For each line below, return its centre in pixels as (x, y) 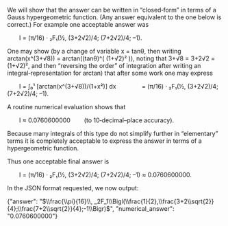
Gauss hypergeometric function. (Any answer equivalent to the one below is (114, 17)
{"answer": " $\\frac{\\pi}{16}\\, (50, 201)
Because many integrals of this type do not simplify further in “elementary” (113, 134)
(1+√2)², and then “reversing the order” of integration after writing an (104, 66)
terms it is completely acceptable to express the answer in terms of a (104, 141)
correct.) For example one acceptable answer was (78, 24)
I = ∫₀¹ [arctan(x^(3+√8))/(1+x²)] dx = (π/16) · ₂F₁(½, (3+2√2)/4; (119, 86)
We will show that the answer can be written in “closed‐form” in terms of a (112, 10)
